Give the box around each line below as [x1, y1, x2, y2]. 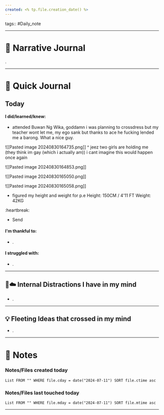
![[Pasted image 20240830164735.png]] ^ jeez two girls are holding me [5, 144, 149, 150]
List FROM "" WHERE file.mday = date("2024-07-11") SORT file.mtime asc [5, 400, 156, 406]
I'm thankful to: [5, 228, 37, 234]
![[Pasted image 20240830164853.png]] [5, 164, 86, 170]
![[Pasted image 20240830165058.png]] [5, 183, 86, 189]
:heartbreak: [5, 207, 30, 213]
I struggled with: [5, 250, 39, 256]
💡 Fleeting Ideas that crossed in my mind [5, 315, 131, 323]
